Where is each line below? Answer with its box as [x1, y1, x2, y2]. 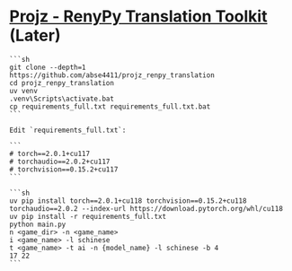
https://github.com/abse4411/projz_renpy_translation [9, 70, 216, 80]
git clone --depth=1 [9, 63, 87, 72]
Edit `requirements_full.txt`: [9, 126, 127, 135]
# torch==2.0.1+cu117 [9, 149, 91, 158]
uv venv [9, 86, 39, 95]
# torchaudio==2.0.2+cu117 [9, 157, 111, 166]
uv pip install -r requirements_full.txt [9, 212, 167, 221]
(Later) [9, 25, 61, 46]
